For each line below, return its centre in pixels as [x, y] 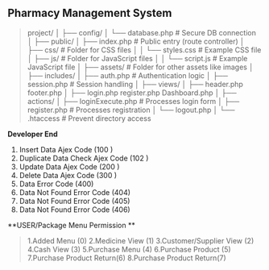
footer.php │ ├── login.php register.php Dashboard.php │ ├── [132, 93]
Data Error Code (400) [56, 184]
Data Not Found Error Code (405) [74, 201]
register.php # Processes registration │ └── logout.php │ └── [131, 110]
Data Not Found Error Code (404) [74, 192]
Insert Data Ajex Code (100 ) [66, 149]
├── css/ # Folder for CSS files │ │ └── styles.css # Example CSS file [144, 50]
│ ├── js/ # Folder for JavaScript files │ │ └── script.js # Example [137, 58]
